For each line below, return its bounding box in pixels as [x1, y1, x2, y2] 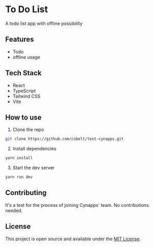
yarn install [5, 156, 33, 161]
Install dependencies [12, 146, 57, 152]
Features [5, 35, 34, 44]
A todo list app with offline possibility [5, 20, 83, 26]
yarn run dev [5, 174, 33, 180]
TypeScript [12, 87, 36, 94]
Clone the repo [12, 127, 44, 133]
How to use [5, 113, 42, 121]
